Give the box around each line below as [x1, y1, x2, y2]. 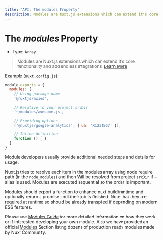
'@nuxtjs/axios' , [14, 96, 49, 101]
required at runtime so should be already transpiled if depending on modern [5, 199, 158, 205]
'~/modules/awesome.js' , [14, 109, 64, 114]
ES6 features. [5, 204, 33, 210]
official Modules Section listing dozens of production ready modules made [5, 224, 155, 230]
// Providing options [14, 118, 58, 123]
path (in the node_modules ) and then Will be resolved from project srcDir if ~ [5, 174, 157, 180]
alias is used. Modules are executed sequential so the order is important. [5, 179, 151, 185]
